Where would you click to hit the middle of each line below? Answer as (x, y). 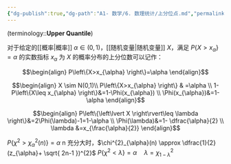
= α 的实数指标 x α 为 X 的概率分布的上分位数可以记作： (85, 58)
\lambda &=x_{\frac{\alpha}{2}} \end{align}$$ (115, 128)
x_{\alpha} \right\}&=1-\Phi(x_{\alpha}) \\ (104, 93)
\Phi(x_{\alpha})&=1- (191, 93)
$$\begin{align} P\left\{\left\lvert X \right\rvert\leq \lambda (115, 114)
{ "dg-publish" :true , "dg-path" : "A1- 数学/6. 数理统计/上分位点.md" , (100, 13)
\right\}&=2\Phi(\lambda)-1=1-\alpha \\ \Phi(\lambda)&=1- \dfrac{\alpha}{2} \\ (115, 121)
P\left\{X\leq (29, 93)
